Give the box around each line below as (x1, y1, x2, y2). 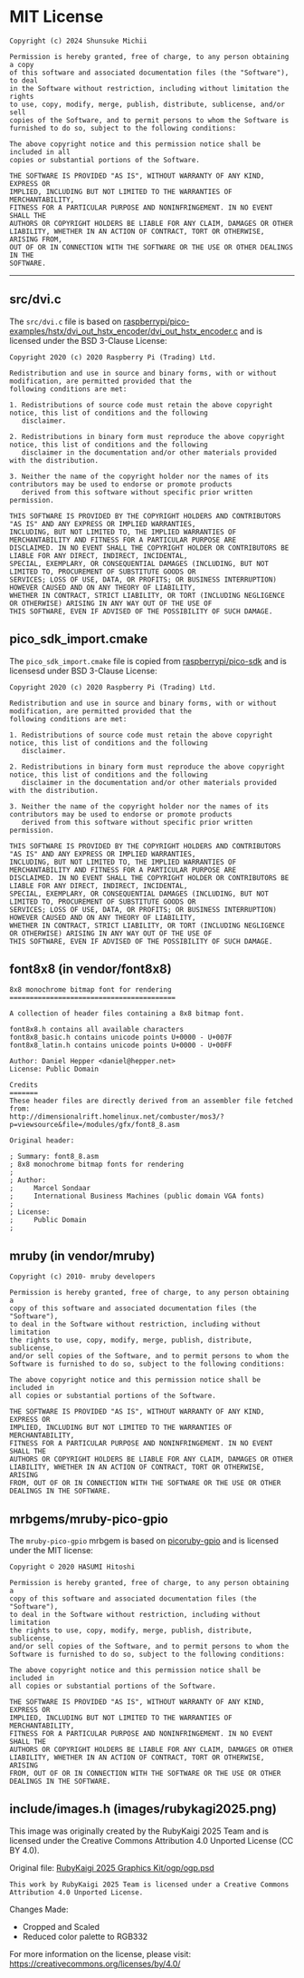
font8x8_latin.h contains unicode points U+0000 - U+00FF (9, 1041, 233, 1050)
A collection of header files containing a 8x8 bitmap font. (9, 1009, 245, 1018)
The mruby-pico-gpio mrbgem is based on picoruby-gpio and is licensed (9, 1535, 279, 1546)
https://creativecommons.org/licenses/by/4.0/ (9, 1958, 181, 1969)
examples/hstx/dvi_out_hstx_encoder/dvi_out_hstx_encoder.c (9, 325, 238, 337)
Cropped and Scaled (22, 1921, 100, 1932)
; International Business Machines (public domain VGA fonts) (9, 1191, 265, 1201)
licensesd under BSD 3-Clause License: (9, 665, 157, 676)
